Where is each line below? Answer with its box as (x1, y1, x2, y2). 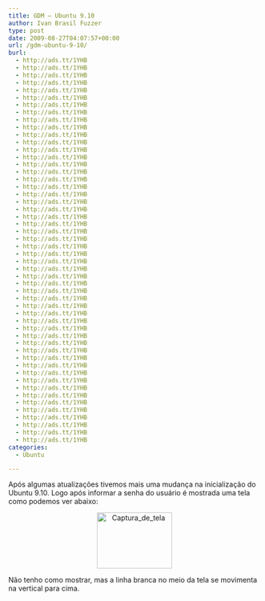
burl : (8, 49, 26, 57)
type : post (8, 26, 45, 34)
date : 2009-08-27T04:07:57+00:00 (8, 34, 120, 42)
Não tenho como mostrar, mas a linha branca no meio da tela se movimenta (8, 575, 258, 585)
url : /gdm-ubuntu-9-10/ (8, 42, 88, 50)
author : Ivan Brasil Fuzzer (8, 19, 102, 27)
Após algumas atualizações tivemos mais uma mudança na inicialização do (8, 479, 256, 489)
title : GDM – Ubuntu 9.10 (8, 11, 94, 20)
